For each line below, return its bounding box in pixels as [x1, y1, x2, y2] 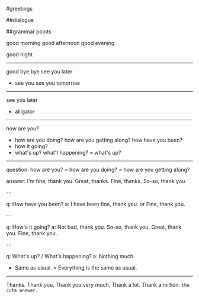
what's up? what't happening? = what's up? [14, 149, 121, 156]
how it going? [14, 143, 48, 150]
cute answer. [6, 287, 38, 293]
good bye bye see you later [6, 68, 73, 75]
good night [6, 51, 33, 58]
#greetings [6, 5, 33, 12]
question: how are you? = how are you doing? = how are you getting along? [6, 166, 190, 173]
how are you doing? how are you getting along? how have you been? [14, 136, 182, 143]
